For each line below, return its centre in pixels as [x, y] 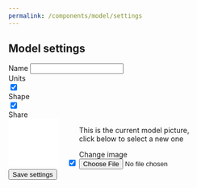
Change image [103, 155]
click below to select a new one [131, 139]
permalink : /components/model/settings [75, 16]
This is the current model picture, [134, 131]
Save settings [33, 175]
